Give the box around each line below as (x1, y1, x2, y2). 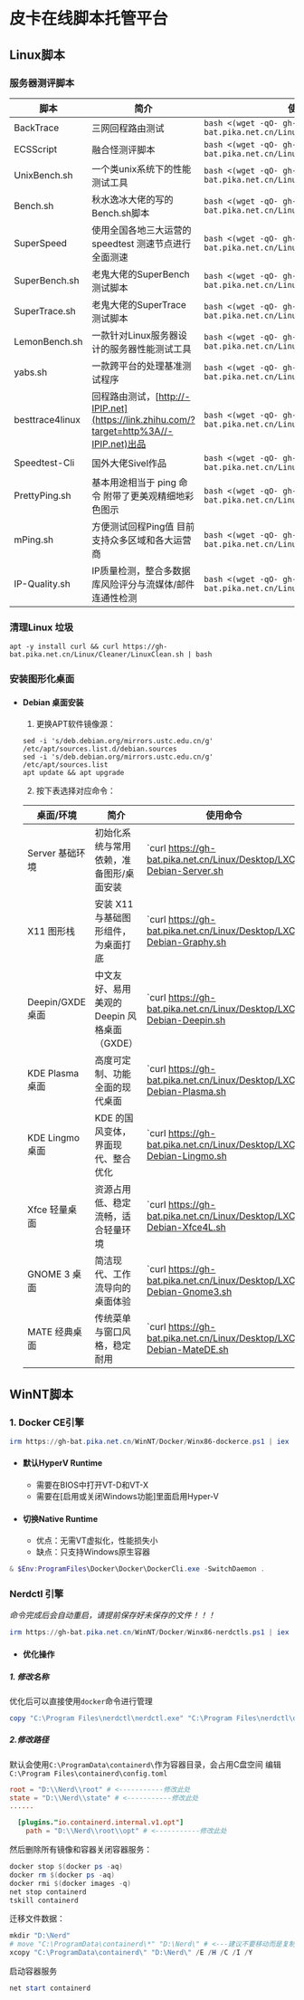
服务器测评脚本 (9, 76, 75, 89)
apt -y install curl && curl (9, 642, 119, 652)
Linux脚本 (9, 47, 65, 62)
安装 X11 (94, 898, 134, 911)
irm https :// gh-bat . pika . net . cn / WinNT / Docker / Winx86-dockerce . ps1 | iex (9, 1437, 290, 1446)
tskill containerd (9, 1896, 79, 1905)
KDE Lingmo (26, 1132, 80, 1144)
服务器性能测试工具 (109, 342, 192, 355)
